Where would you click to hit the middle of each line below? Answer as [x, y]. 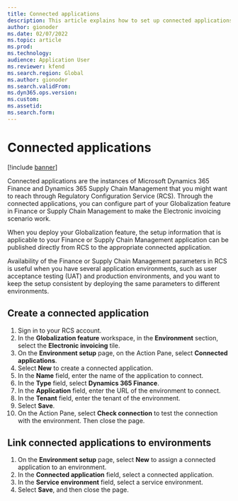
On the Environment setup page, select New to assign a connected [117, 460]
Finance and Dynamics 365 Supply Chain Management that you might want [118, 188]
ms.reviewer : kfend [36, 67]
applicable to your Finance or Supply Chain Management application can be [118, 240]
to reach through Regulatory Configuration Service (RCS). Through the [110, 196]
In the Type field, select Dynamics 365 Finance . [88, 383]
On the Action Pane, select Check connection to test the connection [118, 413]
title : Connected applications [53, 14]
